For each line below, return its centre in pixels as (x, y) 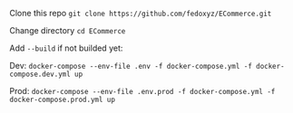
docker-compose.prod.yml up (63, 99)
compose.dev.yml (40, 74)
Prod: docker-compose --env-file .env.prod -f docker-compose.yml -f (142, 91)
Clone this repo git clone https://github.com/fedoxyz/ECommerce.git (141, 13)
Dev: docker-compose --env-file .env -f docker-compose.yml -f (131, 66)
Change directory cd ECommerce (68, 30)
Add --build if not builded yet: (66, 48)
